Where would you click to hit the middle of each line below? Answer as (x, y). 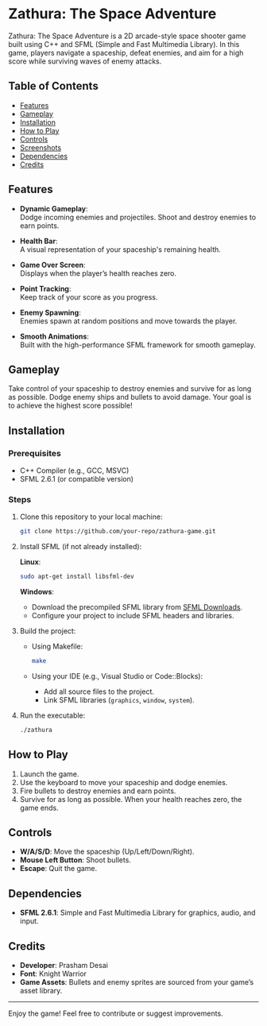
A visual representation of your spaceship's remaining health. (120, 249)
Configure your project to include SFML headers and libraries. (133, 616)
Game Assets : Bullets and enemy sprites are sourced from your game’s (137, 982)
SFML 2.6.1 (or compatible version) (76, 479)
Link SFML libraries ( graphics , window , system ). (119, 699)
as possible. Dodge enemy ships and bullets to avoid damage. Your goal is (130, 397)
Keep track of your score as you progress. (89, 297)
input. (29, 921)
